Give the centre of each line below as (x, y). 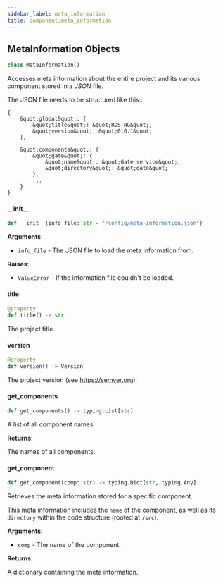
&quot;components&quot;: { (59, 150)
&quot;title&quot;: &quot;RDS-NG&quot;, (93, 125)
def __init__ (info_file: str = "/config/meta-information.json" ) (105, 223)
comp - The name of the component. (69, 545)
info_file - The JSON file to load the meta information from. (106, 250)
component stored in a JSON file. (56, 86)
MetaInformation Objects (64, 49)
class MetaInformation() (44, 65)
